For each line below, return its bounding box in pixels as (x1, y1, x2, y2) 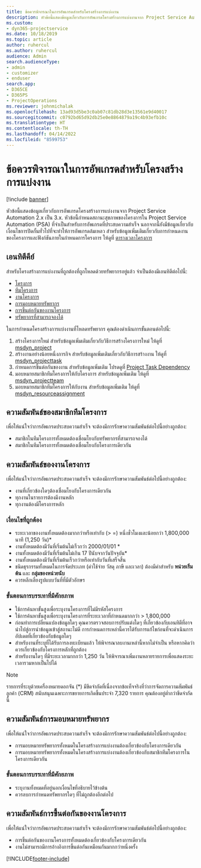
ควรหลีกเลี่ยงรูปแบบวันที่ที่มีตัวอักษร (14, 576, 86, 583)
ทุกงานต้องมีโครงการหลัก (14, 500, 65, 508)
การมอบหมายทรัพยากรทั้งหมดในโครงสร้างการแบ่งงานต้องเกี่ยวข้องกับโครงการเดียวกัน (14, 742, 181, 749)
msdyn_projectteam (14, 377, 65, 384)
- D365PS (6, 92, 28, 98)
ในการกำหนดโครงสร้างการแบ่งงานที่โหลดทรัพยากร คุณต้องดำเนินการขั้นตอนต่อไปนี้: (6, 325, 171, 332)
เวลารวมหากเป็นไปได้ (14, 659, 57, 667)
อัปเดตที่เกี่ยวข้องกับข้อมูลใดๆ (14, 632, 72, 640)
